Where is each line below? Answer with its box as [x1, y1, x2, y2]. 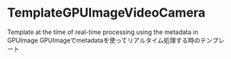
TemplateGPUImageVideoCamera [7, 5, 206, 21]
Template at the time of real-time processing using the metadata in [7, 28, 198, 36]
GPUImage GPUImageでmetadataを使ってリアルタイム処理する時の [7, 36, 200, 44]
